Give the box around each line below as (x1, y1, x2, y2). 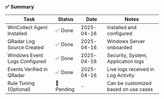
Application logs (107, 58, 144, 65)
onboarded (107, 44, 133, 51)
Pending (55, 86, 75, 93)
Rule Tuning (7, 80, 35, 87)
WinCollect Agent (7, 24, 48, 31)
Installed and (107, 24, 137, 31)
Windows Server (107, 38, 145, 45)
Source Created (7, 44, 44, 51)
